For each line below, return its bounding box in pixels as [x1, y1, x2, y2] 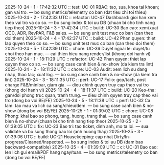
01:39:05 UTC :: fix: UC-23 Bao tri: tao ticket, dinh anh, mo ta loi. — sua [5, 124, 149, 129]
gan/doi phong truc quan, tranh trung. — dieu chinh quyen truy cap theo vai [5, 92, 158, 98]
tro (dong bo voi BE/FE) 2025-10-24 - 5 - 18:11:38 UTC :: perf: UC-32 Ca [5, 98, 151, 103]
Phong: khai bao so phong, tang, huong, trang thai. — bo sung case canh [5, 113, 153, 119]
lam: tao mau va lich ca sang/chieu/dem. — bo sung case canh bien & [5, 103, 146, 108]
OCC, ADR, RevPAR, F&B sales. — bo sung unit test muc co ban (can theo [5, 30, 154, 36]
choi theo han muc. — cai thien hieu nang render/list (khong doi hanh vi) [5, 51, 151, 57]
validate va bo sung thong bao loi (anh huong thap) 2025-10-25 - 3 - [5, 129, 143, 134]
